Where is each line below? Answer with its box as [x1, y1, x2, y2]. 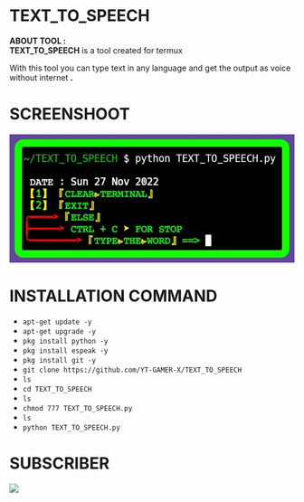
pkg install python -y [22, 336, 109, 346]
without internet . [9, 71, 74, 82]
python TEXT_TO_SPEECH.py [22, 423, 120, 432]
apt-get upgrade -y [22, 327, 97, 336]
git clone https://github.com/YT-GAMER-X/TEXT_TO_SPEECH [22, 365, 242, 375]
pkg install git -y [22, 356, 97, 365]
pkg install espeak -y [22, 346, 109, 355]
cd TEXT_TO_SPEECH [22, 385, 92, 394]
